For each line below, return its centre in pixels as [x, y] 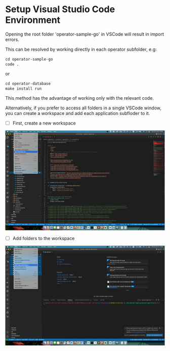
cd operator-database [28, 84]
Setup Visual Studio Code [60, 9]
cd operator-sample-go [29, 59]
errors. [12, 40]
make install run [24, 89]
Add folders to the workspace [44, 238]
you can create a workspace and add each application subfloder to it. [78, 113]
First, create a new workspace [44, 123]
